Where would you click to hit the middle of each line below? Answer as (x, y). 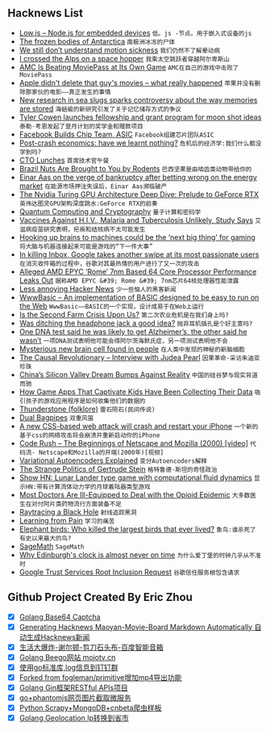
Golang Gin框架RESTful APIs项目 (73, 687)
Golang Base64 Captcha (60, 616)
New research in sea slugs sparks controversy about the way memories (138, 99)
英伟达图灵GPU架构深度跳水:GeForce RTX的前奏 (88, 204)
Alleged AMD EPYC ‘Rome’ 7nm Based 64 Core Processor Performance (138, 271)
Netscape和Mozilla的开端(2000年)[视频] (101, 452)
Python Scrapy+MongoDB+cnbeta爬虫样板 (90, 708)
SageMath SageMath (52, 546)
